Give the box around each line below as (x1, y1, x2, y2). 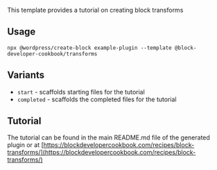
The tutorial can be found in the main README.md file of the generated (7, 133, 210, 142)
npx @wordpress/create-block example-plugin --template (7, 44, 172, 51)
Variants (7, 69, 45, 81)
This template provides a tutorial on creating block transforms (7, 6, 184, 14)
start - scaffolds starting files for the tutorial (17, 87, 146, 96)
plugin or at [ (7, 141, 44, 149)
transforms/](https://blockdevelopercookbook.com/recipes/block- (7, 148, 196, 157)
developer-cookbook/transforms (7, 50, 98, 58)
